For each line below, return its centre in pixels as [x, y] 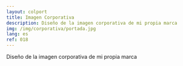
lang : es [17, 34]
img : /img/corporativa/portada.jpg [51, 28]
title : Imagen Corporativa [40, 17]
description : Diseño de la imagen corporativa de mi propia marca [92, 23]
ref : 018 [17, 40]
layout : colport [27, 12]
